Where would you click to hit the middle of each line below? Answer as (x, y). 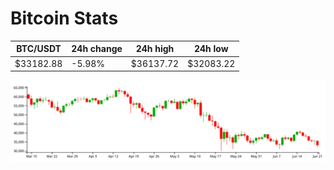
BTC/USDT (39, 49)
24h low (211, 49)
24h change (97, 49)
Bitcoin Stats (64, 18)
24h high (155, 49)
